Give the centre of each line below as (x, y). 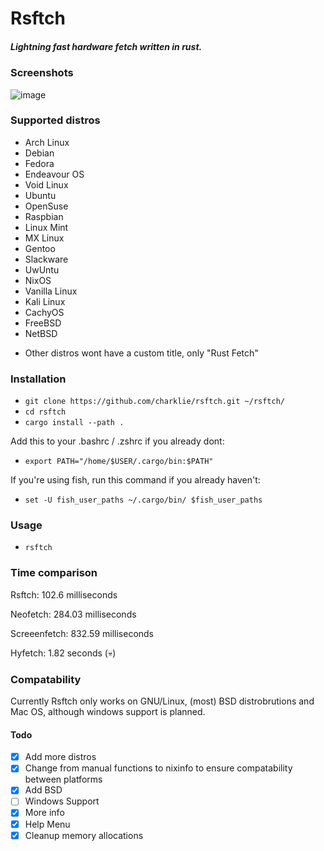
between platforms (63, 779)
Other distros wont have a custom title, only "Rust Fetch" (141, 353)
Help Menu (47, 824)
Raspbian (44, 216)
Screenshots (42, 73)
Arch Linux (47, 142)
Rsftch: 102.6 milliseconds (64, 594)
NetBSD (41, 333)
